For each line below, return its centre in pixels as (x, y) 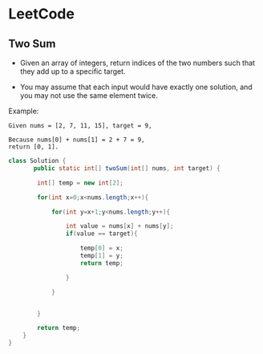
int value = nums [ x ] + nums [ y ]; (119, 226)
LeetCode (41, 14)
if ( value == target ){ (101, 234)
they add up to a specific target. (73, 71)
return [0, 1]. (34, 147)
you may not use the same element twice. (89, 96)
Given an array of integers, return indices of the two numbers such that (137, 63)
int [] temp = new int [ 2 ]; (81, 183)
